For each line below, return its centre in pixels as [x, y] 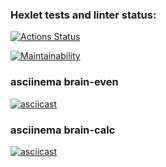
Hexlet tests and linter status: [83, 15]
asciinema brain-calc [63, 130]
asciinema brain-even [64, 82]
